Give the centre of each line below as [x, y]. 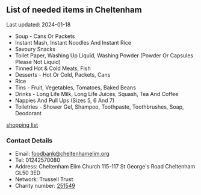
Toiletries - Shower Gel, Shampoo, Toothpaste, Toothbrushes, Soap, [99, 107]
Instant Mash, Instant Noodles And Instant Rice [73, 42]
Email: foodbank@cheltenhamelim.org [62, 154]
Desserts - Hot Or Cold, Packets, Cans [63, 74]
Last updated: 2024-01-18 [39, 24]
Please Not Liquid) [38, 62]
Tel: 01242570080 [37, 160]
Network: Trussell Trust [44, 179]
